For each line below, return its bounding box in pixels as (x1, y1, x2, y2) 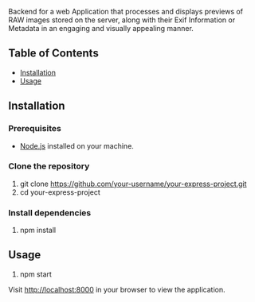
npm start (19, 269, 52, 279)
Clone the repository (8, 161, 90, 172)
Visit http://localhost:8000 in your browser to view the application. (8, 285, 226, 294)
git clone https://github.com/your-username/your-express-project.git (19, 179, 247, 188)
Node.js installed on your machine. (19, 141, 134, 150)
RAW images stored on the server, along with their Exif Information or (8, 15, 236, 25)
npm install (19, 226, 57, 235)
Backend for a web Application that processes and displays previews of (8, 7, 244, 16)
